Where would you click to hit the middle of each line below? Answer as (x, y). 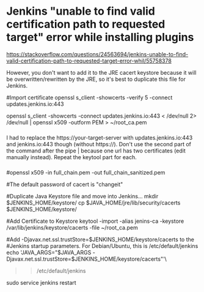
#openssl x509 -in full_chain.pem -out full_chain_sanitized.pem (86, 172)
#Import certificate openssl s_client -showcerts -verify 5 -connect (89, 97)
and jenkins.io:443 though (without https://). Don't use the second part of (99, 144)
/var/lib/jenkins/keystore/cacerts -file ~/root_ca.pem (72, 227)
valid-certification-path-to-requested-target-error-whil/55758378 (89, 61)
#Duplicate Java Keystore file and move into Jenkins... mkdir (82, 196)
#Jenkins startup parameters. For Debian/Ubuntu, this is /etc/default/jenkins (102, 245)
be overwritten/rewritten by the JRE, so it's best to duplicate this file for (96, 79)
